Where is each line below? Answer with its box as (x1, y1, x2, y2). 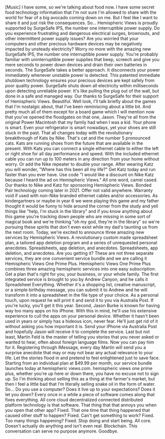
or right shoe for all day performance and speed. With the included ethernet (5, 151, 159, 157)
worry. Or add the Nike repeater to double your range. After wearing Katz (5, 161, 154, 167)
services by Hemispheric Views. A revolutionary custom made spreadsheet (5, 235, 158, 240)
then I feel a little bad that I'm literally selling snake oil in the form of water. (5, 381, 156, 387)
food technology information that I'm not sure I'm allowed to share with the (5, 9, 157, 15)
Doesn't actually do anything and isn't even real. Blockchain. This (5, 423, 138, 429)
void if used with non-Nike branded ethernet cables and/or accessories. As (5, 193, 158, 199)
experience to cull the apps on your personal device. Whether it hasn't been (5, 313, 159, 319)
